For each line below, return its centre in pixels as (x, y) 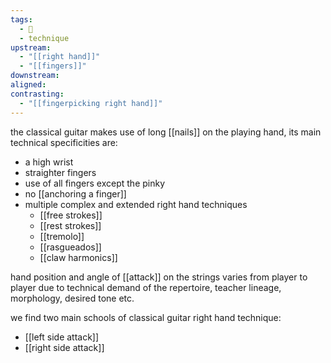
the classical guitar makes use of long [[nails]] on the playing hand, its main (166, 132)
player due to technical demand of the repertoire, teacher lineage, (146, 287)
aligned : (28, 85)
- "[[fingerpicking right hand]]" (91, 103)
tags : (21, 19)
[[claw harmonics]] (78, 257)
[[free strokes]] (71, 215)
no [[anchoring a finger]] (75, 193)
